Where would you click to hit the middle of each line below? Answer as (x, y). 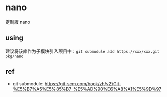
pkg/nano (14, 56)
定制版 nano (18, 22)
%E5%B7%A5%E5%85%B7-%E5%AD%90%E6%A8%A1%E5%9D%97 (87, 89)
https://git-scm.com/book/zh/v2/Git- (83, 84)
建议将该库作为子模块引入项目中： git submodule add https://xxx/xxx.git (82, 51)
